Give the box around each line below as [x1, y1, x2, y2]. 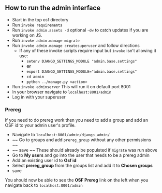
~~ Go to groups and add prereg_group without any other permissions [12, 137, 151, 143]
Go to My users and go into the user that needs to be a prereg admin [12, 152, 150, 158]
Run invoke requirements [12, 22, 63, 28]
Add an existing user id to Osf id [12, 158, 76, 163]
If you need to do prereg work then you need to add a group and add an [5, 117, 148, 123]
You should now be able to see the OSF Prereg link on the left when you [5, 177, 148, 183]
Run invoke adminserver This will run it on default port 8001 [12, 83, 131, 89]
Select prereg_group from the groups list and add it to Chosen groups [12, 162, 153, 169]
